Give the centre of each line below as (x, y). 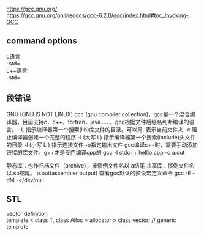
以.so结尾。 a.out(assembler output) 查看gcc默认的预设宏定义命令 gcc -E (99, 173)
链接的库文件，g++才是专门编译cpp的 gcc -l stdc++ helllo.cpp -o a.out (96, 152)
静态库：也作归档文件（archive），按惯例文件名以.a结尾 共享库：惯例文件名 (100, 165)
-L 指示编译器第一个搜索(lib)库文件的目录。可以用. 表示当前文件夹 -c (104, 129)
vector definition (27, 214)
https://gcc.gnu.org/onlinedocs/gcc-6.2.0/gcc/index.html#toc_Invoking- (97, 15)
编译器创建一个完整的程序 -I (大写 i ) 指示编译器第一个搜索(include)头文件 (104, 137)
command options (42, 41)
